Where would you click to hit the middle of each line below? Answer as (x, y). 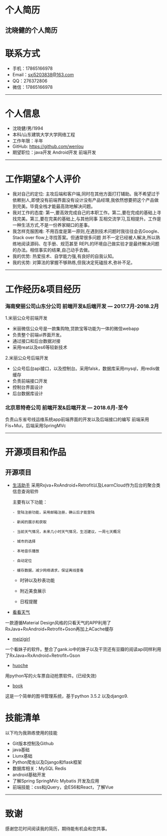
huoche (20, 666)
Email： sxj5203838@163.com (43, 74)
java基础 (21, 750)
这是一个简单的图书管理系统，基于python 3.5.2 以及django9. (67, 696)
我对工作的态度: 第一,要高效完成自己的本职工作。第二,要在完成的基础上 (84, 213)
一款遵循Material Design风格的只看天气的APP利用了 (58, 623)
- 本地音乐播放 (26, 551)
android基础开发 (29, 775)
